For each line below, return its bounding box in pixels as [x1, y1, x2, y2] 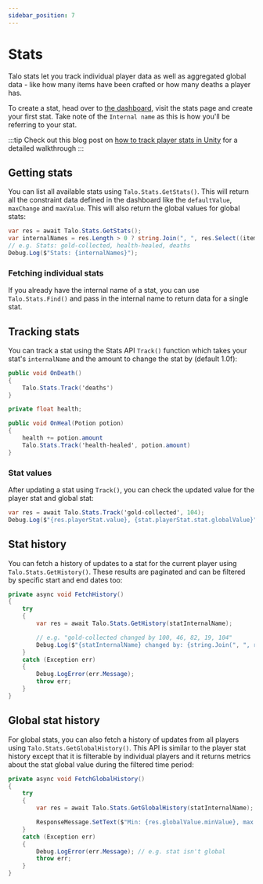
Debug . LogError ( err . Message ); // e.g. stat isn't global [36, 847, 225, 856]
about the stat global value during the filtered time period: [8, 759, 194, 769]
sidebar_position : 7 [8, 11, 76, 20]
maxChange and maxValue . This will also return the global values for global [8, 203, 240, 213]
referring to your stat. [8, 119, 77, 130]
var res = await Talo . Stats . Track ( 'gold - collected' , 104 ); [8, 509, 205, 517]
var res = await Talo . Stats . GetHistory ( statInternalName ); [36, 619, 233, 628]
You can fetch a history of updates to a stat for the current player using [8, 558, 237, 568]
